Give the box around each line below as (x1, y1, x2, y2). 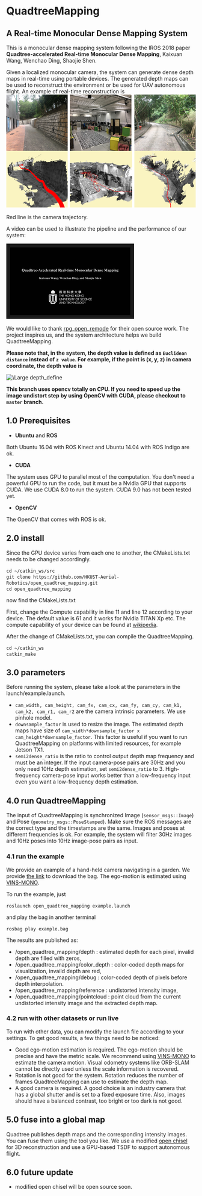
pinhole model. (14, 714, 52, 721)
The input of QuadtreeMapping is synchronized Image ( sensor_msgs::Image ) (6, 812, 194, 819)
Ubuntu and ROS (14, 432, 58, 439)
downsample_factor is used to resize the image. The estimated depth (14, 721, 183, 728)
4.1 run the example (6, 852, 64, 861)
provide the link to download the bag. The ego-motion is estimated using (6, 872, 186, 880)
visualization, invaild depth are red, (14, 967, 102, 974)
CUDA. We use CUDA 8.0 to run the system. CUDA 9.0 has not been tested (6, 486, 192, 493)
